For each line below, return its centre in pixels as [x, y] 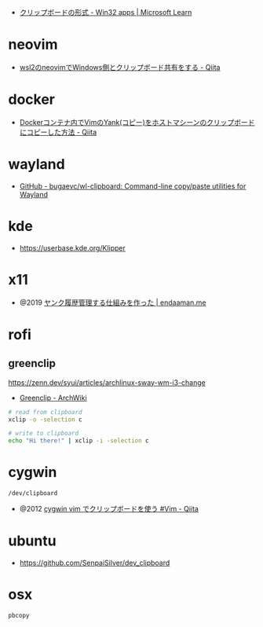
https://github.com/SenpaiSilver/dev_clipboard [95, 563]
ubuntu [32, 541]
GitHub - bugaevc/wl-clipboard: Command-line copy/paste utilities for [133, 186]
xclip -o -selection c [45, 420]
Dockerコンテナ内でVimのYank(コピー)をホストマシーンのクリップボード [137, 122]
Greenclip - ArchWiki [53, 398]
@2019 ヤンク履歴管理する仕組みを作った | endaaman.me [113, 302]
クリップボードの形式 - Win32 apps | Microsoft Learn [106, 12]
